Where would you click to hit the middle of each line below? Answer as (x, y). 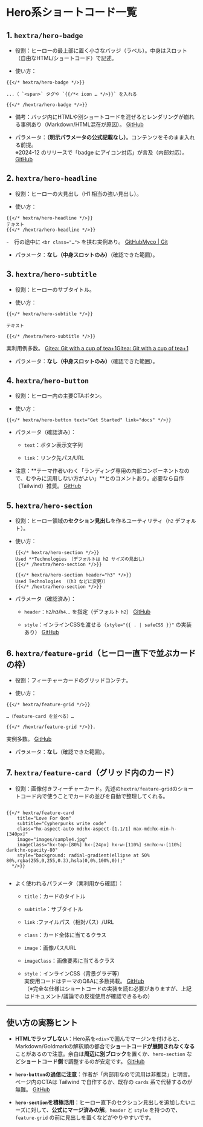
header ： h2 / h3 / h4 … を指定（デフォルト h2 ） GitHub (87, 612)
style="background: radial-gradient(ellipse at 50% (83, 855)
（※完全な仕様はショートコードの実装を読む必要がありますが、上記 (108, 988)
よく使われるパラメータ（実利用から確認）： (69, 883)
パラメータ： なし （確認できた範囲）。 (61, 752)
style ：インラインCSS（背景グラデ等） (73, 973)
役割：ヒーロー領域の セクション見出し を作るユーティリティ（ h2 (94, 521)
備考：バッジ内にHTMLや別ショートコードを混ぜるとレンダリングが (99, 117)
